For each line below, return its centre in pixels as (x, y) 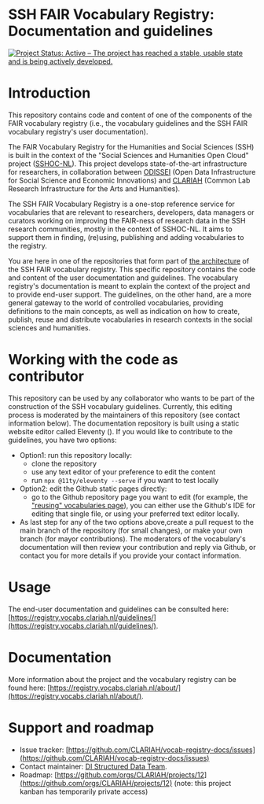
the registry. (27, 245)
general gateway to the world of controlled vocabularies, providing (116, 302)
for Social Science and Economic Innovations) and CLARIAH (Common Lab (129, 180)
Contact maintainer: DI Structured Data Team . (93, 766)
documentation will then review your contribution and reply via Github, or (137, 547)
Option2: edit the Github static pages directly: (93, 489)
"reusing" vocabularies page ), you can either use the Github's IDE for (143, 505)
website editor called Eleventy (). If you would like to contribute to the (121, 431)
